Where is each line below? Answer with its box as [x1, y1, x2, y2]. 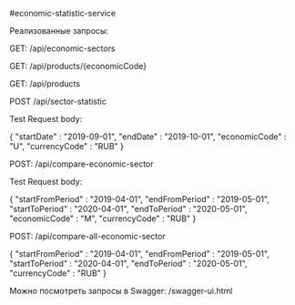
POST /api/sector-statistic [9, 96, 107, 107]
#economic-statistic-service [9, 8, 117, 18]
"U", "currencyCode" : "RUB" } [9, 141, 125, 151]
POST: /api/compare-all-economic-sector [9, 231, 166, 241]
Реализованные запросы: [9, 25, 109, 36]
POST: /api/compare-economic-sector [9, 158, 154, 169]
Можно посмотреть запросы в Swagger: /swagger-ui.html [9, 286, 233, 296]
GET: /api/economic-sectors [9, 43, 116, 54]
